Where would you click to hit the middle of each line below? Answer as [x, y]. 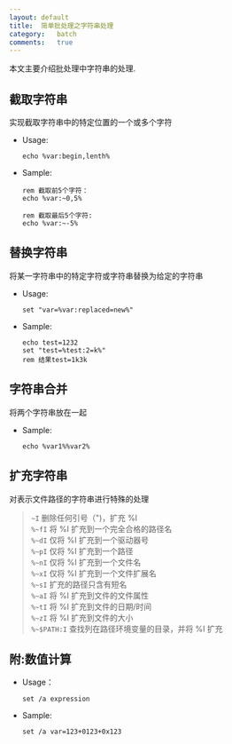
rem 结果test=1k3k [54, 360]
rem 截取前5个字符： [55, 191]
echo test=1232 [50, 343]
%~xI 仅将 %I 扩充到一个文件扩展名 [93, 573]
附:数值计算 [41, 659]
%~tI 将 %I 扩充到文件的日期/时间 [91, 606]
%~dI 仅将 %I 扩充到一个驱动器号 [89, 540]
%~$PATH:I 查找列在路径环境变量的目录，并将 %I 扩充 [127, 629]
